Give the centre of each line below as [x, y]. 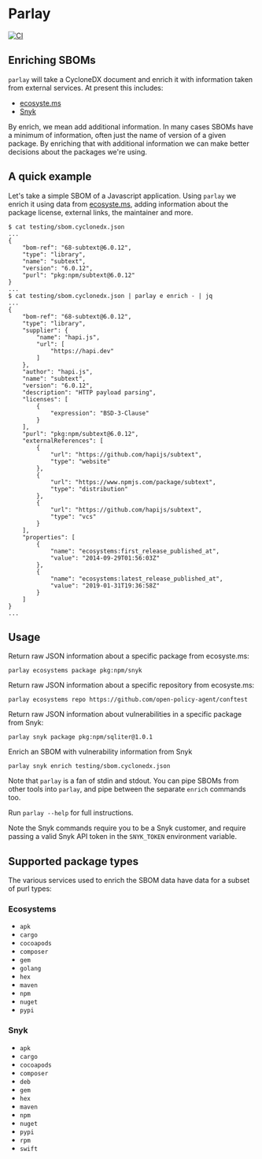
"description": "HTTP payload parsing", [89, 392]
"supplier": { [45, 330]
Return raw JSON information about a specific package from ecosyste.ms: [129, 656]
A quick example [50, 177]
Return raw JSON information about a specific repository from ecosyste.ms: [131, 685]
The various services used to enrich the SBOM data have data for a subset [129, 881]
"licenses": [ [45, 399]
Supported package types [74, 861]
